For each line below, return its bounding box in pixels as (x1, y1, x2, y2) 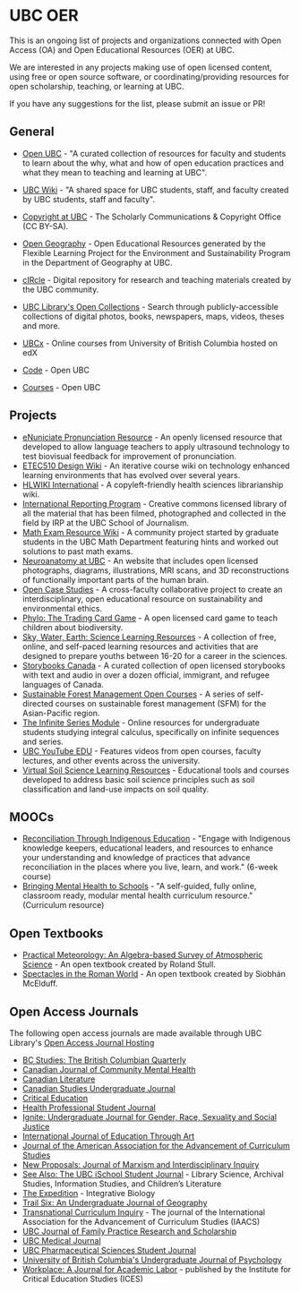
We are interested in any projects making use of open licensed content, (9, 62, 272, 73)
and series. (21, 736, 64, 747)
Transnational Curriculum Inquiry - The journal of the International (21, 1207, 266, 1218)
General (9, 124, 56, 140)
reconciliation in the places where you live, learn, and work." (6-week (21, 861, 279, 873)
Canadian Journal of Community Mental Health (21, 1065, 196, 1074)
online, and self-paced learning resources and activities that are (21, 641, 259, 652)
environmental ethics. (21, 603, 103, 613)
